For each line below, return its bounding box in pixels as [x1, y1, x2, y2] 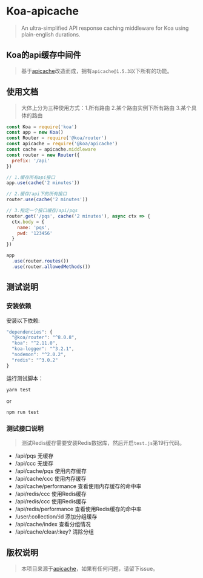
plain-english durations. [21, 30, 81, 38]
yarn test [6, 387, 32, 393]
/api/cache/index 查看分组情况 [15, 520, 91, 528]
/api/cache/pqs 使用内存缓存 [15, 467, 87, 475]
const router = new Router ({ [6, 152, 80, 158]
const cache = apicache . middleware [6, 146, 96, 153]
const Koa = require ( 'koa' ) [6, 123, 78, 130]
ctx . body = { [12, 219, 45, 225]
